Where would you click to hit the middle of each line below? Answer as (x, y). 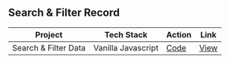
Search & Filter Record (64, 13)
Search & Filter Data (49, 47)
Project (49, 34)
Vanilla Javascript (126, 47)
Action (179, 34)
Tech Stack (126, 34)
